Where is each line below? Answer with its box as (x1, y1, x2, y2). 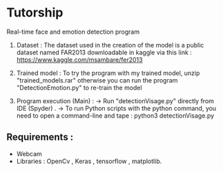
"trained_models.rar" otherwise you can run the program (16, 76, 178, 84)
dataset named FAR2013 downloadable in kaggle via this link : (16, 48, 193, 56)
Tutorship (6, 5, 64, 21)
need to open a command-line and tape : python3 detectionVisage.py (16, 111, 215, 120)
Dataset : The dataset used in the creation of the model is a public (16, 41, 204, 49)
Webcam (16, 149, 42, 158)
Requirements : (6, 131, 74, 143)
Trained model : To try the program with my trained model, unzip (16, 69, 200, 77)
